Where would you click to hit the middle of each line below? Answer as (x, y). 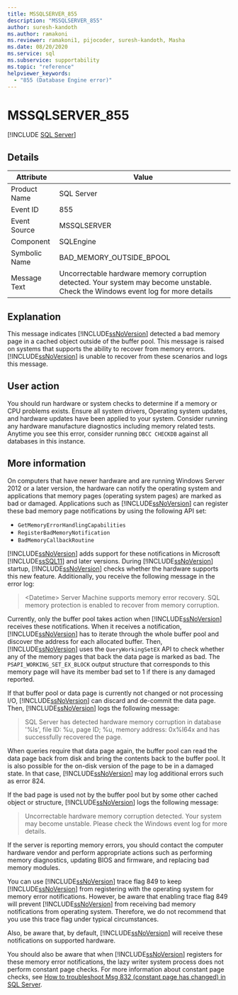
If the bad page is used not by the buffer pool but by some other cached (113, 795)
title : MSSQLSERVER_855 (42, 14)
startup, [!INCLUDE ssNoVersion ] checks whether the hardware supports (113, 569)
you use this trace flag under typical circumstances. (83, 919)
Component (31, 242)
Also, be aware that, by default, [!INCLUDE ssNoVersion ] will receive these (115, 932)
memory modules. (34, 867)
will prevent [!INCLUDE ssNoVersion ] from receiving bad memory (102, 904)
